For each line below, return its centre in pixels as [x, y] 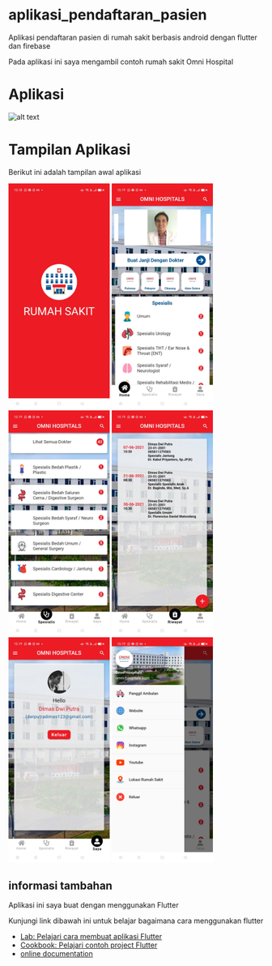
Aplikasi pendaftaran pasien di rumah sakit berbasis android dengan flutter [133, 37]
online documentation [56, 954]
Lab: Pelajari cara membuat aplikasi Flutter [91, 937]
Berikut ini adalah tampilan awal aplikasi [75, 172]
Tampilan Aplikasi [70, 150]
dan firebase [30, 45]
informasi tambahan [61, 885]
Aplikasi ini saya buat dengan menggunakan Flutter [94, 905]
